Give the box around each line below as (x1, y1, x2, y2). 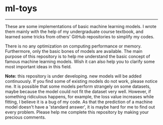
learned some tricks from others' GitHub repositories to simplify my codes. (5, 33, 154, 39)
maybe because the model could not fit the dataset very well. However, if (5, 88, 151, 94)
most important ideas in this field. (5, 63, 72, 69)
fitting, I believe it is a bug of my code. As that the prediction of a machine (5, 99, 153, 105)
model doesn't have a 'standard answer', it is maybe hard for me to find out (5, 104, 155, 109)
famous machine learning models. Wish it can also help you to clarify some (5, 59, 155, 64)
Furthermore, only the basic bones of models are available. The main (5, 48, 143, 54)
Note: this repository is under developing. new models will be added (5, 73, 142, 79)
